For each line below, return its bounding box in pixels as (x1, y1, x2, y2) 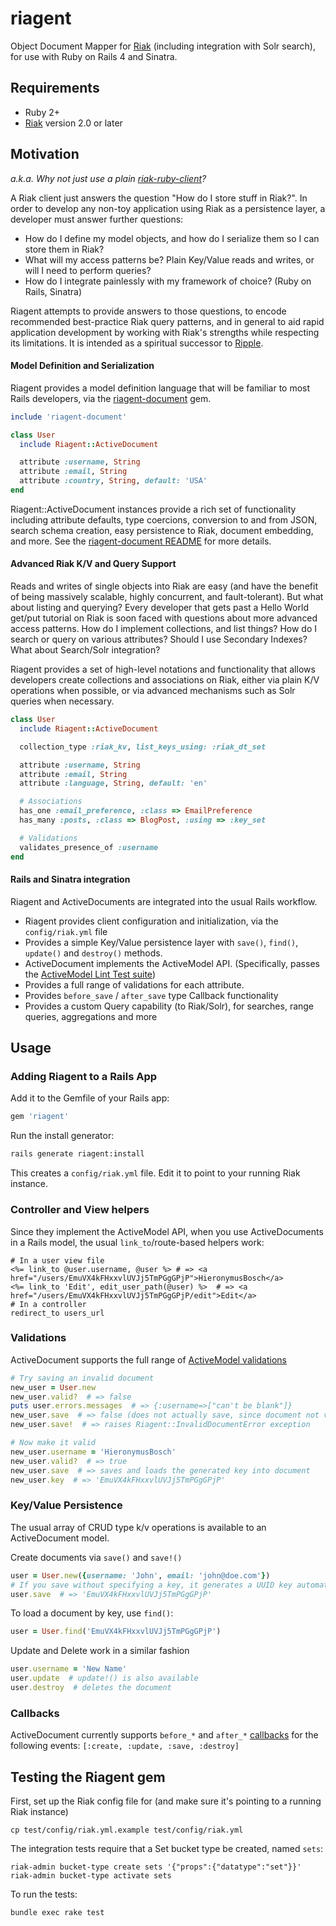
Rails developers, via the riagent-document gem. (10, 392, 212, 404)
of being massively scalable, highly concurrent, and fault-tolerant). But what (10, 591, 324, 603)
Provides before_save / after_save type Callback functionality (24, 989, 279, 1001)
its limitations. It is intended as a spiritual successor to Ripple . (10, 337, 264, 349)
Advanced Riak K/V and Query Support (10, 558, 177, 570)
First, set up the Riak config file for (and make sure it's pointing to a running (10, 1795, 322, 1807)
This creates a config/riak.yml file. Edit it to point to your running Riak (10, 1167, 301, 1179)
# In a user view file (10, 1255, 105, 1266)
